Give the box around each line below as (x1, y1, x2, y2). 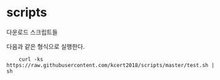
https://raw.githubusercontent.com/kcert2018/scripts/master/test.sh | (6, 62, 215, 68)
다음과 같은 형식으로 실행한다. (6, 42, 85, 50)
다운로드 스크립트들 (6, 28, 58, 36)
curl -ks (18, 56, 44, 62)
